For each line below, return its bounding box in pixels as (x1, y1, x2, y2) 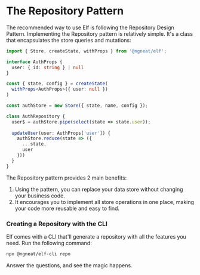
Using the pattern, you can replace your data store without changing (14, 186, 183, 193)
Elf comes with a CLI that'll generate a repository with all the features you (6, 233, 187, 240)
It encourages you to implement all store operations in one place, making (14, 198, 195, 205)
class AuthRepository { (6, 113, 66, 119)
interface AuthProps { (6, 58, 63, 65)
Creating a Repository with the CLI (6, 220, 107, 228)
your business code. (14, 192, 66, 199)
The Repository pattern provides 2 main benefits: (6, 174, 127, 181)
